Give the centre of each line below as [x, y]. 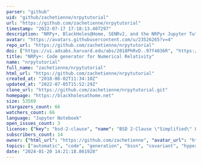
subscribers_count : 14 [35, 135]
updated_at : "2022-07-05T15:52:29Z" [52, 85]
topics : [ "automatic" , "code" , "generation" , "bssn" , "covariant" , [93, 146]
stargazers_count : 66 [33, 107]
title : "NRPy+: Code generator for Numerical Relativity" [80, 56]
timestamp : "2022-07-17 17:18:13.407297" [59, 29]
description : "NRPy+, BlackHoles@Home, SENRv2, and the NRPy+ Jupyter [96, 34]
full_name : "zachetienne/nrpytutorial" [56, 68]
